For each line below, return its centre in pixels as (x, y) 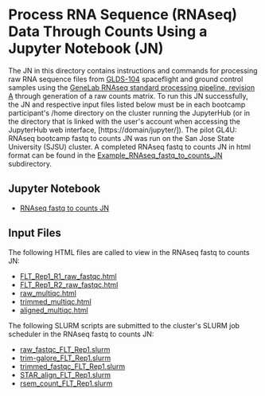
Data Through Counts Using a (108, 31)
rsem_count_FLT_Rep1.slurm (66, 383)
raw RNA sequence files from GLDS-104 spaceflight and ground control (126, 79)
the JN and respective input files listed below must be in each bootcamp (127, 104)
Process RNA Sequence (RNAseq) (123, 15)
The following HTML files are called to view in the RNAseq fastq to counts (129, 252)
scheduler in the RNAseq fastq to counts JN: (81, 334)
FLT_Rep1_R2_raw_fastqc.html (69, 284)
